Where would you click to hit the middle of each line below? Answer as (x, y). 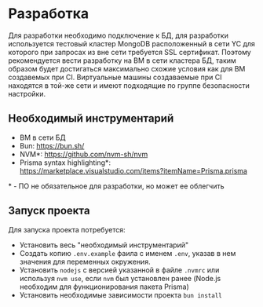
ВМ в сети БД (43, 137)
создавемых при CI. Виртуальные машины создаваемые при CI (115, 77)
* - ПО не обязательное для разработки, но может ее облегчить (116, 186)
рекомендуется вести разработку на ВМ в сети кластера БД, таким (122, 60)
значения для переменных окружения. (85, 261)
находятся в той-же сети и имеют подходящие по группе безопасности (129, 85)
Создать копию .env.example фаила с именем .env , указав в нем (128, 253)
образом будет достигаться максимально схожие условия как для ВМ (127, 68)
